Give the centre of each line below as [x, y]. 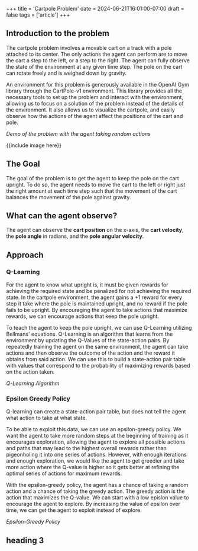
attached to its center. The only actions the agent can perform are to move [97, 54]
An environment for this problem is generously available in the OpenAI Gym [98, 84]
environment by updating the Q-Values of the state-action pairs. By [88, 340]
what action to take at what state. [47, 418]
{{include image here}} [34, 145]
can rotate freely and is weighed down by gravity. [66, 73]
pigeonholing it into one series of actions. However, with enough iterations [97, 455]
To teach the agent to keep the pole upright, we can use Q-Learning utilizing [99, 328]
